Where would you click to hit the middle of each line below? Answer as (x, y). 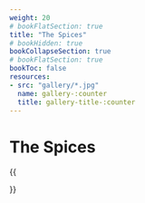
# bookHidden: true (46, 43)
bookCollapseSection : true (60, 52)
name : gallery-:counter (62, 93)
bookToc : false (38, 69)
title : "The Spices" (48, 34)
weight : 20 (30, 18)
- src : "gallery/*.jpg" (54, 85)
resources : (30, 77)
